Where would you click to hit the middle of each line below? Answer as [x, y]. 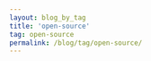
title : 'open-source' [50, 26]
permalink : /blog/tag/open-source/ [76, 43]
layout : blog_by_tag [48, 17]
